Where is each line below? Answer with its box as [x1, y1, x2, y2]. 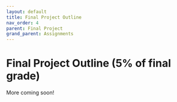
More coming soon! [6, 89, 55, 96]
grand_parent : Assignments [6, 31, 74, 37]
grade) [6, 69, 40, 83]
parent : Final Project [6, 25, 63, 32]
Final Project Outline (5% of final [6, 57, 172, 70]
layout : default [6, 8, 47, 15]
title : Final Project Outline [6, 14, 82, 20]
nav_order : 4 [6, 20, 39, 26]
